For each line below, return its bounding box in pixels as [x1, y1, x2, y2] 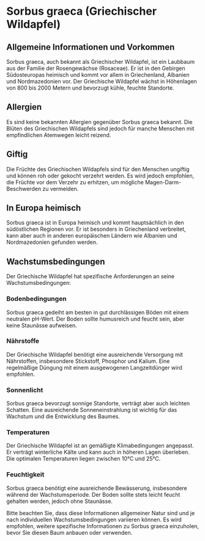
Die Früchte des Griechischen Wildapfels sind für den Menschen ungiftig [6, 165, 190, 173]
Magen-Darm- [144, 178, 182, 185]
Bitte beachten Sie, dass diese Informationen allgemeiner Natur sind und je [6, 509, 195, 516]
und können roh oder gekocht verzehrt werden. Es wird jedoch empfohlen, [6, 172, 195, 179]
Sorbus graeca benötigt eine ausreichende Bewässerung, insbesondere [6, 484, 188, 492]
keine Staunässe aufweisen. [6, 321, 78, 329]
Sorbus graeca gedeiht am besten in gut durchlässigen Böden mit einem [6, 308, 188, 316]
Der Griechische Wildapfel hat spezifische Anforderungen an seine [6, 273, 175, 280]
